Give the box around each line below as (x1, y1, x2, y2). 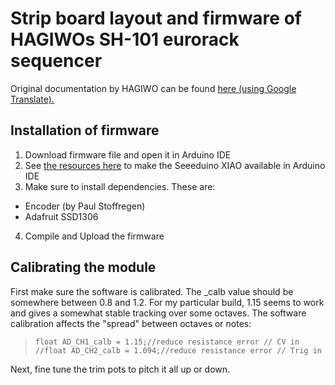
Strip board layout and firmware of (10, 7, 302, 30)
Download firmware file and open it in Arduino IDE (24, 148, 232, 161)
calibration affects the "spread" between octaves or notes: (10, 317, 252, 329)
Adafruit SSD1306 (24, 210, 99, 222)
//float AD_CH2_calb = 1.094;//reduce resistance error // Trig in (34, 345, 322, 356)
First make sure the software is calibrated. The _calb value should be (10, 285, 294, 297)
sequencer (10, 50, 103, 72)
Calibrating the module (10, 259, 157, 276)
